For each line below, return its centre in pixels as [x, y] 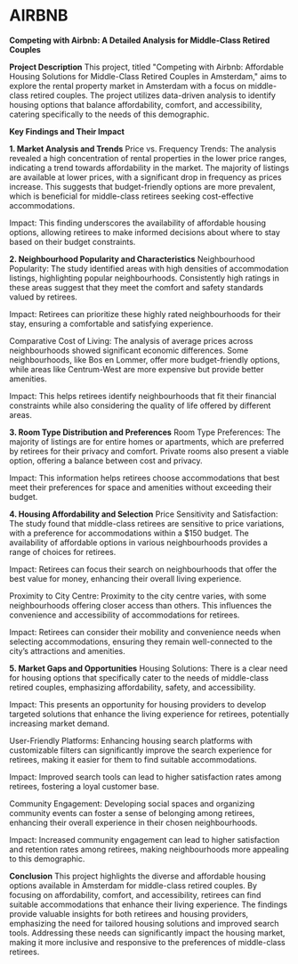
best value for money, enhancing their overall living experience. [125, 578]
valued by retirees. [44, 297]
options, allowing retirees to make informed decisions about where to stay [145, 232]
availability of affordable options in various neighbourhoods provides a [139, 542]
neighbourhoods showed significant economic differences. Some [129, 350]
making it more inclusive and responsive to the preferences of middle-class [148, 942]
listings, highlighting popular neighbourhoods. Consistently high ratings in [145, 278]
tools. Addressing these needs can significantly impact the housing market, [147, 933]
